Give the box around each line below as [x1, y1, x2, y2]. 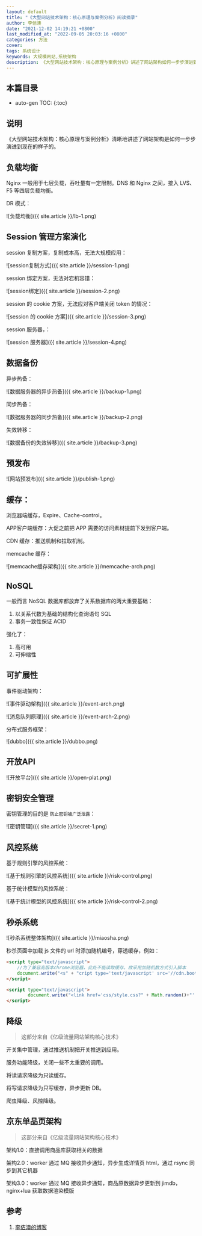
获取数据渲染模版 [32, 1187, 75, 1194]
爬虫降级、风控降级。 [6, 1097, 59, 1104]
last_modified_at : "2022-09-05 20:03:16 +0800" [6, 31, 128, 37]
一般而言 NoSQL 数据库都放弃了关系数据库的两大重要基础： [6, 597, 153, 604]
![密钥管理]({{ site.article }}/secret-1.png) [6, 823, 108, 830]
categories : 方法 [6, 37, 48, 43]
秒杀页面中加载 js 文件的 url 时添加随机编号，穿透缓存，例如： [6, 947, 160, 954]
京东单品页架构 [6, 1116, 62, 1126]
